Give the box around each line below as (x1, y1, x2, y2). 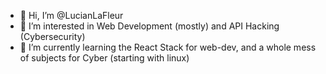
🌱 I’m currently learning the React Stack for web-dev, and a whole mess (19, 41, 317, 53)
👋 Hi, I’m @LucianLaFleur (19, 10, 124, 21)
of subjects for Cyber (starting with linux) (19, 52, 190, 64)
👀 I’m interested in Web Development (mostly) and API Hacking (19, 20, 280, 32)
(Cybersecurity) (19, 31, 86, 42)
